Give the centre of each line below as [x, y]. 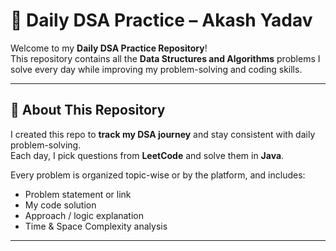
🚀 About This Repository [88, 110]
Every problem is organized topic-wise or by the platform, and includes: [158, 175]
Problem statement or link [78, 194]
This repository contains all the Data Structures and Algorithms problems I [165, 58]
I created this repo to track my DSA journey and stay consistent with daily [163, 134]
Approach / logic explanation [84, 215]
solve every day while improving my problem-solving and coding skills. [156, 69]
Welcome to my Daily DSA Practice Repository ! [109, 48]
